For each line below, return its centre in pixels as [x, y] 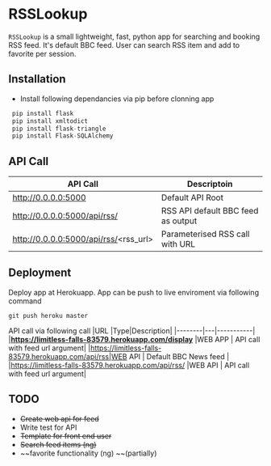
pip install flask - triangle [59, 129]
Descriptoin [210, 184]
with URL [178, 244]
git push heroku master [48, 316]
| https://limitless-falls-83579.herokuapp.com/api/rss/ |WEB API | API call [129, 365]
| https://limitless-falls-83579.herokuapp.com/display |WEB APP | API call [134, 339]
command [25, 301]
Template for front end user [66, 436]
